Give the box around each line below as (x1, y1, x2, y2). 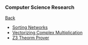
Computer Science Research (5, 4, 75, 11)
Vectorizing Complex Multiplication (12, 30, 83, 36)
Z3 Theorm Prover (12, 35, 49, 41)
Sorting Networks (12, 24, 48, 30)
